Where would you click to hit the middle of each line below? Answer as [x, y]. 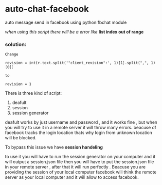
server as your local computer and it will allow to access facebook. [72, 177]
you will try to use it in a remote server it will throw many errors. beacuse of [81, 128]
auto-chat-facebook [47, 9]
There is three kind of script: [34, 93]
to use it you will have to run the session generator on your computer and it [80, 157]
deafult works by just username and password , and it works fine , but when [81, 122]
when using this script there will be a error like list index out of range [74, 32]
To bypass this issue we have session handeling [54, 147]
